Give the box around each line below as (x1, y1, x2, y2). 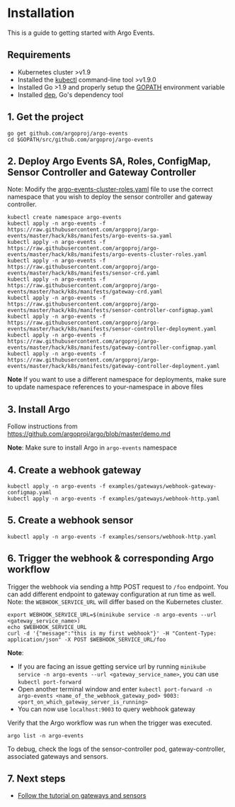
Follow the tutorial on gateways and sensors (17, 791, 147, 800)
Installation (7, 5, 75, 21)
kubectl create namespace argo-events (7, 214, 122, 221)
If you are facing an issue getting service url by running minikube (17, 662, 207, 671)
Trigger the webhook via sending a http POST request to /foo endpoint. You (7, 582, 229, 591)
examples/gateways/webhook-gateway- (108, 483, 217, 490)
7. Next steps (7, 773, 66, 785)
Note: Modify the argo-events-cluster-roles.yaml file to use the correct (7, 185, 214, 194)
